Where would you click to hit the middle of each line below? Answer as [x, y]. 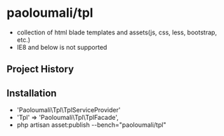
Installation [32, 93]
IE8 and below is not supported [62, 47]
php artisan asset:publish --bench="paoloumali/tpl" [91, 125]
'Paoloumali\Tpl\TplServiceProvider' [68, 110]
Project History [40, 69]
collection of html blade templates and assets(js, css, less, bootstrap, [117, 32]
